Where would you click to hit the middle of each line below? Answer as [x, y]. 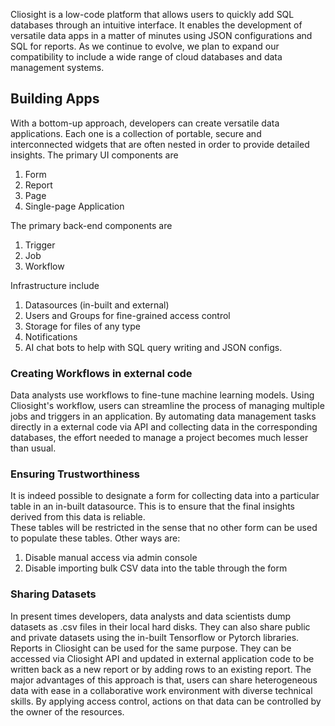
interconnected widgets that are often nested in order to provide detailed [160, 144]
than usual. [33, 448]
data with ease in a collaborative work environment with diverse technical [161, 690]
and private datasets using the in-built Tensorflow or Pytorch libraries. [155, 637]
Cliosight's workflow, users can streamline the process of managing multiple [167, 406]
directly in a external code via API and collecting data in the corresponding [164, 427]
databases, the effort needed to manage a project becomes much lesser [159, 438]
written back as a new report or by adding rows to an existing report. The [161, 669]
